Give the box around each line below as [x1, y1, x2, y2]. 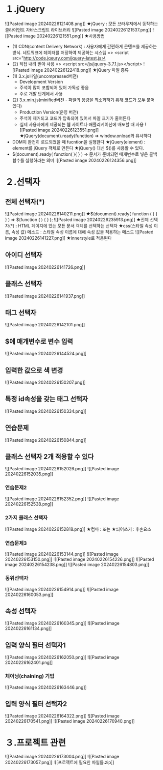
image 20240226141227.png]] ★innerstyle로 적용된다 [5, 235, 112, 241]
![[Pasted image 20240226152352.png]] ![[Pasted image [5, 496, 119, 502]
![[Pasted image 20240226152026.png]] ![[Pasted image [5, 466, 119, 472]
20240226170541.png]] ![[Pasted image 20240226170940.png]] [5, 718, 135, 724]
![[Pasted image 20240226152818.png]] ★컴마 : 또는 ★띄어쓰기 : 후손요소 [5, 526, 152, 532]
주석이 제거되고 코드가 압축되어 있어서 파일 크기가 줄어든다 [19, 115, 131, 121]
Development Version [19, 79, 63, 85]
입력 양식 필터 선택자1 [5, 641, 66, 649]
